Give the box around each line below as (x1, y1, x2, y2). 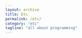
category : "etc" (5, 21, 39, 26)
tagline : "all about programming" (5, 26, 78, 31)
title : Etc (5, 12, 28, 17)
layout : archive (5, 7, 39, 12)
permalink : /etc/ (5, 16, 42, 21)
